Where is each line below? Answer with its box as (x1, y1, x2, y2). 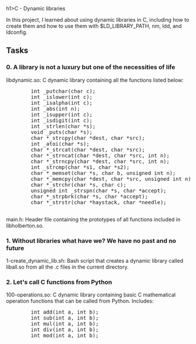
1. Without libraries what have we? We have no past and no (6, 236, 177, 245)
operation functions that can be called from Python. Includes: (6, 298, 154, 305)
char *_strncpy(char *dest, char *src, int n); (30, 158, 170, 164)
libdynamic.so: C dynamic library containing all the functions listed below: (6, 76, 184, 84)
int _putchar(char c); (30, 88, 96, 94)
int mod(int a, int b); (30, 332, 99, 339)
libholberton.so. (6, 222, 44, 229)
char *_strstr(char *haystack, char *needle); (30, 199, 167, 205)
